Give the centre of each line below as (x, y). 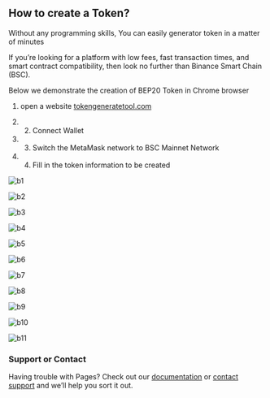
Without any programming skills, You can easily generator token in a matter (134, 32)
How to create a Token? (69, 13)
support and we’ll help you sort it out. (71, 386)
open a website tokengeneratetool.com (86, 106)
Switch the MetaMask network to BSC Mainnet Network (126, 147)
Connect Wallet (58, 130)
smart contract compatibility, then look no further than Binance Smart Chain (135, 66)
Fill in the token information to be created (101, 165)
